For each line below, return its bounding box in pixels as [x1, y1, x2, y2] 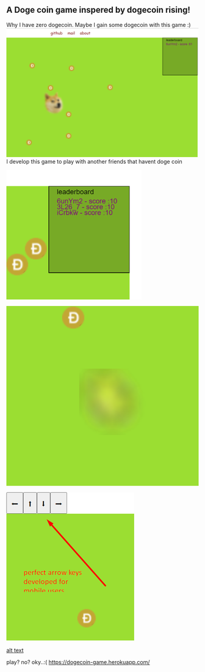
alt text [6, 647, 24, 654]
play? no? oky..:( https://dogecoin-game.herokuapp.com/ [6, 659, 151, 666]
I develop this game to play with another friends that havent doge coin [6, 158, 182, 165]
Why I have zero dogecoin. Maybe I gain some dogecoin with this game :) [6, 21, 191, 28]
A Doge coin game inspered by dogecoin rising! [6, 5, 191, 15]
